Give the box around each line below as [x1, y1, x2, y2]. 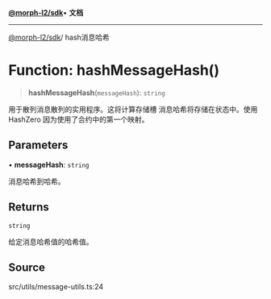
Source [8, 260, 46, 274]
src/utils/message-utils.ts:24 [8, 282, 104, 292]
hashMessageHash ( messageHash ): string [27, 88, 165, 98]
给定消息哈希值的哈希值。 [8, 237, 94, 247]
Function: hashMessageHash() [8, 61, 220, 80]
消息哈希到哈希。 [8, 176, 65, 186]
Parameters [8, 139, 69, 152]
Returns [8, 201, 50, 214]
